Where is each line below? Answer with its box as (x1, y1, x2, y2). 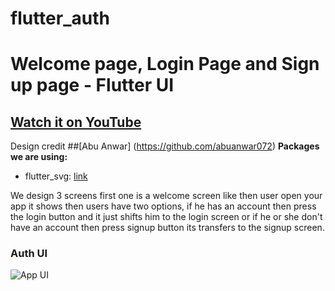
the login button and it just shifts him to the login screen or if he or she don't (10, 211, 323, 223)
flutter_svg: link (24, 170, 88, 182)
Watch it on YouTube (10, 113, 142, 131)
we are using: (10, 151, 68, 163)
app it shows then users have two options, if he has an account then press (10, 200, 317, 212)
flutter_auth (10, 7, 110, 30)
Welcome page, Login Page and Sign (10, 53, 320, 76)
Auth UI (10, 247, 48, 261)
